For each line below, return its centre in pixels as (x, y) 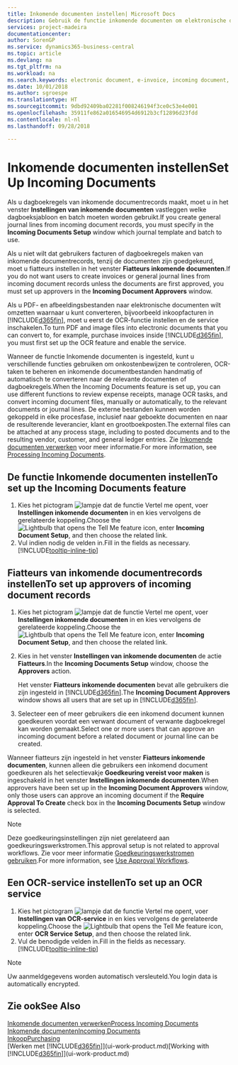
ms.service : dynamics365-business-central (71, 47)
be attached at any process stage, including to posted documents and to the (119, 432)
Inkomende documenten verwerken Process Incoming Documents (103, 1023)
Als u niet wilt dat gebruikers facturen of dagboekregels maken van (106, 253)
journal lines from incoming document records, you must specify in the (110, 225)
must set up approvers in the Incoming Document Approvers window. (110, 291)
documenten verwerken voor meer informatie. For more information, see (112, 447)
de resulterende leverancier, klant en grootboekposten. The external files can (119, 425)
